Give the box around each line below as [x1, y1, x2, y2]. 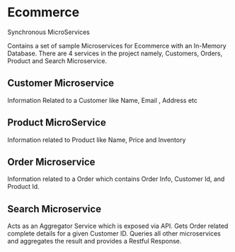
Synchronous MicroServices [7, 28, 91, 36]
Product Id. [7, 182, 40, 191]
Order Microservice [7, 155, 96, 168]
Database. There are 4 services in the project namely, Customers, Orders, [7, 49, 223, 57]
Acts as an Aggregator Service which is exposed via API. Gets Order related [7, 221, 229, 231]
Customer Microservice [7, 77, 115, 89]
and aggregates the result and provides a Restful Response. [7, 237, 182, 246]
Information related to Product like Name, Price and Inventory [7, 136, 186, 144]
